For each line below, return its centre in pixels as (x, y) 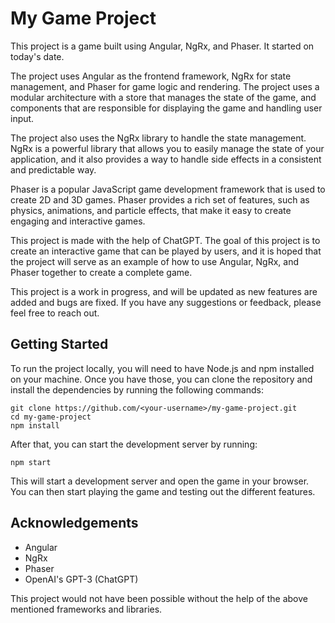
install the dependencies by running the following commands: (137, 389)
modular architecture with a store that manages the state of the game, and (163, 97)
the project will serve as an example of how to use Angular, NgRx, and (155, 261)
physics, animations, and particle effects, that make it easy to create (151, 210)
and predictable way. (53, 169)
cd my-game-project (51, 417)
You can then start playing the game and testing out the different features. (163, 491)
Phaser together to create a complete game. (101, 272)
